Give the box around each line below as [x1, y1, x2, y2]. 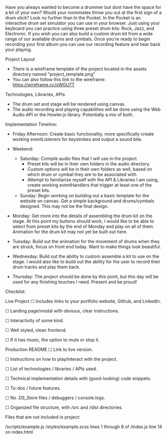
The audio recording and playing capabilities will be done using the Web [12, 107, 161, 112]
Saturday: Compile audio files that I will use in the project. [19, 155, 138, 161]
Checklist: [5, 289, 26, 294]
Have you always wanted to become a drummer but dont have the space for [5, 4, 162, 10]
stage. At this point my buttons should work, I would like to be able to [12, 218, 155, 224]
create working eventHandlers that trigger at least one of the [27, 182, 152, 188]
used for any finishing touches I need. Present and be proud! [12, 279, 137, 285]
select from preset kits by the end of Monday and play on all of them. [12, 224, 155, 229]
